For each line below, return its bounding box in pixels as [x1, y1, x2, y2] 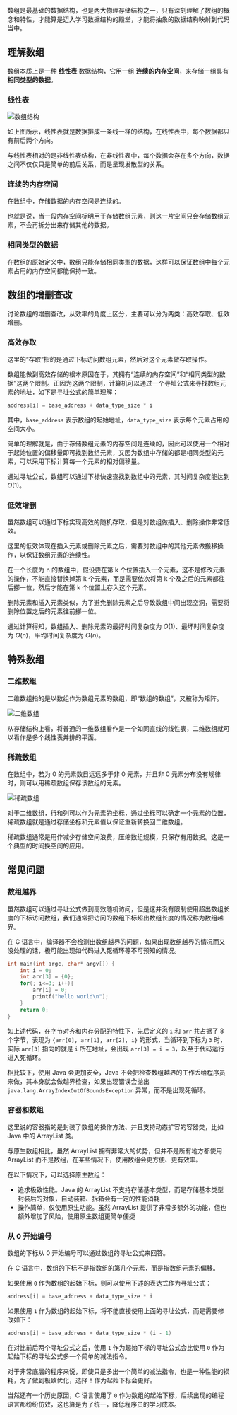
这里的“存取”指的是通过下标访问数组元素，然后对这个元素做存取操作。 [7, 354, 211, 363]
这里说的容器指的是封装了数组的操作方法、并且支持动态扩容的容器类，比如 [7, 1122, 224, 1131]
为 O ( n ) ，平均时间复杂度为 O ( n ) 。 [7, 630, 105, 639]
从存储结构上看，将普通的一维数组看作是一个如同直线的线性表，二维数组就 [7, 724, 224, 732]
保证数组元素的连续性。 [25, 550, 94, 559]
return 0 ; [20, 1006, 49, 1013]
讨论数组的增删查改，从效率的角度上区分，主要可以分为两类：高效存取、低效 [7, 309, 230, 318]
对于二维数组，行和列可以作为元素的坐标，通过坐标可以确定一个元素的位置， [7, 809, 230, 817]
